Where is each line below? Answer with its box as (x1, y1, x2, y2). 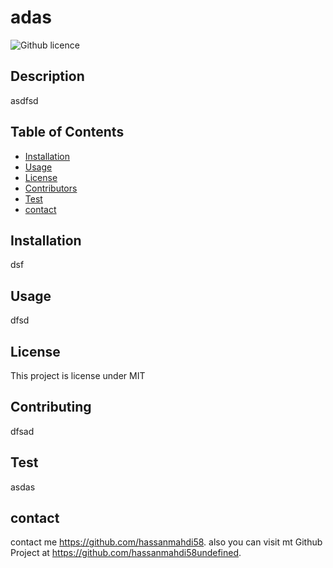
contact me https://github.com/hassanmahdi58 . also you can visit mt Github (10, 536, 323, 548)
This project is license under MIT (10, 370, 146, 381)
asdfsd (10, 94, 39, 106)
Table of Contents (10, 124, 125, 141)
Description (10, 68, 85, 85)
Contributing (10, 399, 92, 416)
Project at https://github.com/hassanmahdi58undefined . (10, 547, 242, 559)
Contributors (24, 182, 78, 194)
